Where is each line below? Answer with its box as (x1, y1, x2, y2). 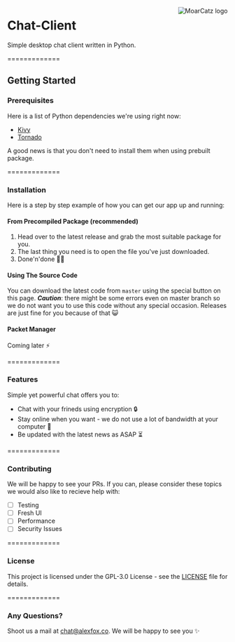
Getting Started (7, 74, 76, 87)
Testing (17, 501, 40, 509)
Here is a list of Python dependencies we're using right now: (7, 112, 181, 120)
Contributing (7, 464, 52, 474)
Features (7, 375, 38, 384)
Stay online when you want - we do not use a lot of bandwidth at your (17, 415, 219, 423)
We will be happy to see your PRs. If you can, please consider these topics (7, 480, 222, 488)
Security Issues (17, 525, 63, 533)
